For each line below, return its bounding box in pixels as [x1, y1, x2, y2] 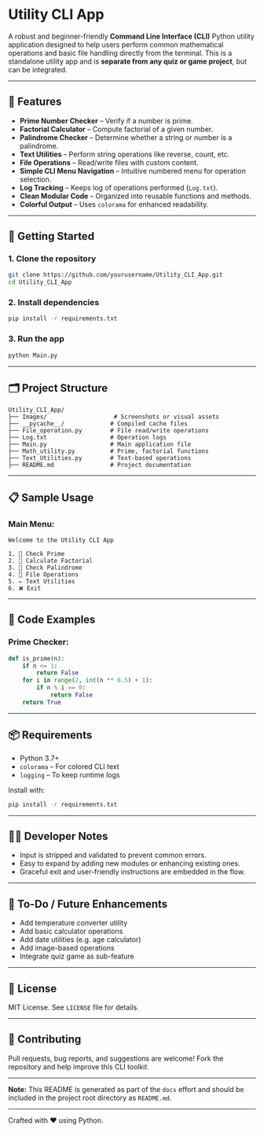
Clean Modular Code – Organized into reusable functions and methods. [19, 191, 251, 200]
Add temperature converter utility [19, 918, 128, 928]
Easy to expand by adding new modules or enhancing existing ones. [19, 859, 241, 868]
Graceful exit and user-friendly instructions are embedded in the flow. [19, 867, 246, 877]
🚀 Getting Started [8, 230, 95, 243]
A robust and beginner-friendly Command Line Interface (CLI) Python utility [8, 31, 255, 41]
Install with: [8, 785, 46, 795]
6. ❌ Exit [8, 584, 42, 593]
